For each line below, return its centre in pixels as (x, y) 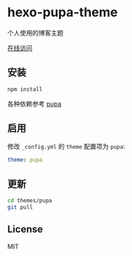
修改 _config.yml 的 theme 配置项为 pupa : (66, 147)
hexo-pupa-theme (63, 12)
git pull (20, 207)
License (25, 229)
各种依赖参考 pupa (34, 104)
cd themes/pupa (30, 201)
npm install (25, 89)
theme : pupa (25, 160)
